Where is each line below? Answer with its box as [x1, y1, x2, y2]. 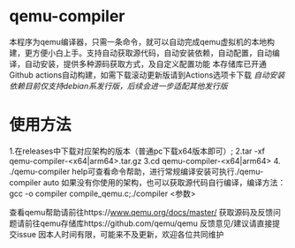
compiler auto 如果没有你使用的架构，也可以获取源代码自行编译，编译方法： [9, 177, 286, 187]
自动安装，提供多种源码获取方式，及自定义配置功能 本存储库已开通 [24, 58, 267, 69]
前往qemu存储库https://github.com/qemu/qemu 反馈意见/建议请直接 [24, 218, 273, 229]
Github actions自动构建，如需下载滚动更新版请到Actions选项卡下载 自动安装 [9, 69, 285, 80]
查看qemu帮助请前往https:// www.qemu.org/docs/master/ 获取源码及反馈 [9, 207, 274, 217]
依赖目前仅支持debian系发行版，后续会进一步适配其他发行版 [9, 80, 228, 91]
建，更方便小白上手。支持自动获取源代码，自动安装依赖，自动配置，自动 [9, 47, 272, 58]
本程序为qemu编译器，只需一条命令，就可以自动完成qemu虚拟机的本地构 [9, 36, 276, 47]
